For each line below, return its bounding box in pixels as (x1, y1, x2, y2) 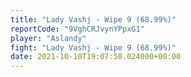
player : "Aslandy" (10, 33, 87, 43)
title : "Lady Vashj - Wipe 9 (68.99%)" (10, 14, 177, 25)
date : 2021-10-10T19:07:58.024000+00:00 (10, 52, 182, 62)
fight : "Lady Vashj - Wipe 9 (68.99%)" (10, 42, 177, 53)
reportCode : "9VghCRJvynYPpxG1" (10, 24, 145, 34)
